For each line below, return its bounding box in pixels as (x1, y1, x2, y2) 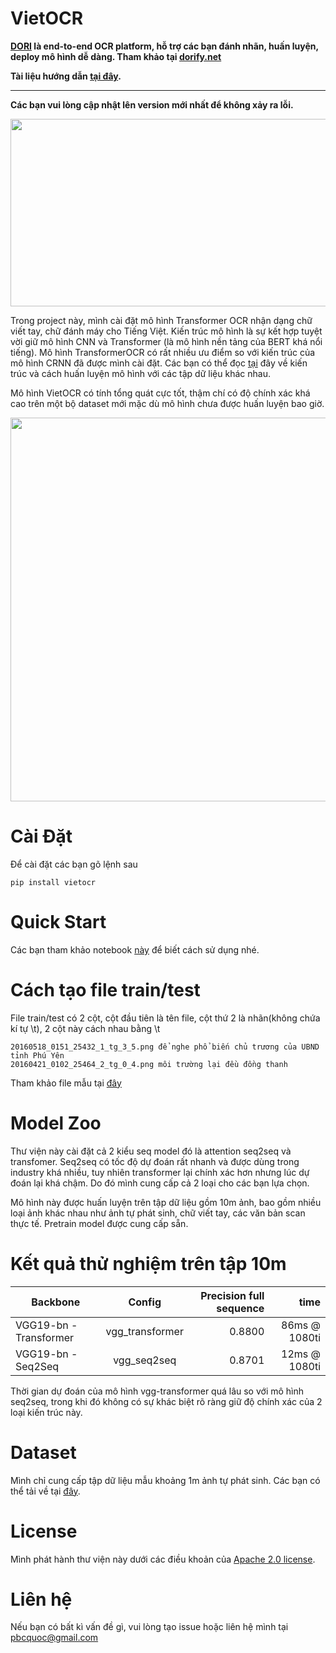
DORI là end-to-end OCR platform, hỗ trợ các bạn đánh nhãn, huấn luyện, (10, 40, 319, 52)
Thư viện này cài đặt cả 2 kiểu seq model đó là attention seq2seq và (10, 1145, 292, 1157)
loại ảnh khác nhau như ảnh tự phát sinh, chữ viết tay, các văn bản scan (10, 1207, 306, 1219)
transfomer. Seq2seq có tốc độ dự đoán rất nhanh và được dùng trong (10, 1155, 300, 1167)
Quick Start (10, 911, 107, 934)
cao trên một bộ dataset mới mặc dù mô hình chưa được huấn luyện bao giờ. (10, 397, 325, 409)
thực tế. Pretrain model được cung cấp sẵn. (10, 1217, 189, 1229)
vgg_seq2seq (113, 1353, 177, 1367)
